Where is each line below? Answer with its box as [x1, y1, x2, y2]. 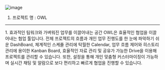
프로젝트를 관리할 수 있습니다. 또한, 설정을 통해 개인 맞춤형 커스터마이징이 [5, 54, 145, 59]
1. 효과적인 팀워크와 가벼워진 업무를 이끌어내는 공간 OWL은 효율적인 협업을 [5, 30, 148, 35]
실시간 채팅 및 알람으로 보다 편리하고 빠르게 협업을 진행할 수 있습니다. [10, 60, 142, 66]
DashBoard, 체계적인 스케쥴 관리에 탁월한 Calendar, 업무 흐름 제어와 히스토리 [10, 42, 159, 47]
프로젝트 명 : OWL [12, 15, 48, 20]
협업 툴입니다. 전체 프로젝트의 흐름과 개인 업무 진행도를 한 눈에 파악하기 [18, 35, 155, 41]
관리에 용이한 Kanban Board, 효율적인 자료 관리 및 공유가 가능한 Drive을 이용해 [5, 48, 157, 53]
